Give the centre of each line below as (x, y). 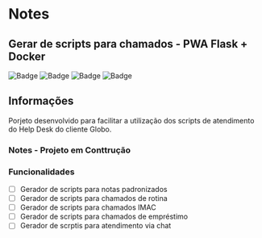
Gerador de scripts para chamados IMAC (88, 207)
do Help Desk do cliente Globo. (60, 129)
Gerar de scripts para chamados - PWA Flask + (128, 44)
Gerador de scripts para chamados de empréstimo (104, 217)
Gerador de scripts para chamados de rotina (94, 198)
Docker (27, 56)
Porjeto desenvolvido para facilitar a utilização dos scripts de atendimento (131, 120)
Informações (41, 101)
